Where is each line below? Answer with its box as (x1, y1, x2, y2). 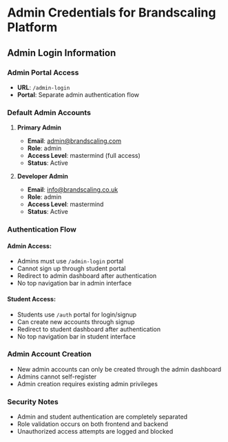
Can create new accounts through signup (17, 317, 135, 325)
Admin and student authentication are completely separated (17, 412, 188, 421)
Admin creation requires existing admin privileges (17, 379, 158, 388)
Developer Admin (17, 172, 69, 181)
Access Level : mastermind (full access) (27, 152, 141, 160)
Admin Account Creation (7, 350, 92, 359)
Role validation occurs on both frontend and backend (17, 420, 169, 428)
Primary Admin (17, 123, 62, 132)
